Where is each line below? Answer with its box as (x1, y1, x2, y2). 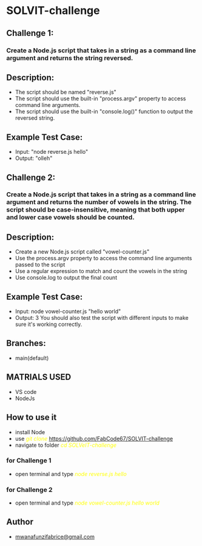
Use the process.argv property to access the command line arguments (15, 255, 192, 262)
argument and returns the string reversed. (6, 54, 133, 62)
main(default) (15, 354, 49, 362)
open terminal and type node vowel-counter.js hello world (15, 499, 160, 506)
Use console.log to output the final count (15, 274, 117, 282)
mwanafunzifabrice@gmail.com (15, 533, 95, 540)
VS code (15, 388, 37, 395)
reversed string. (15, 114, 55, 122)
